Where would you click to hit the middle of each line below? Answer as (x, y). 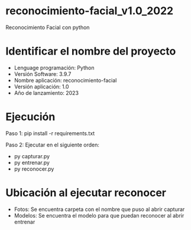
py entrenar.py (32, 162)
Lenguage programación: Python (54, 68)
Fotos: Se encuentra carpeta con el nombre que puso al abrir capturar (99, 209)
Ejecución (30, 117)
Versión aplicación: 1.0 (41, 87)
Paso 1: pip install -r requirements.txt (50, 133)
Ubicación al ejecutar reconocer (86, 193)
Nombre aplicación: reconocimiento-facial (65, 80)
